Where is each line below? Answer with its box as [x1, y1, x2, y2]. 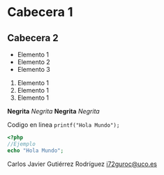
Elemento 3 [17, 66, 50, 73]
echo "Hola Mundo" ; [7, 147, 64, 154]
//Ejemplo [7, 140, 36, 147]
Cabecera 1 [7, 4, 73, 20]
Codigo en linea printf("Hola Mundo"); [7, 121, 120, 129]
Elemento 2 [17, 58, 50, 66]
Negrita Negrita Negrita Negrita [7, 107, 100, 115]
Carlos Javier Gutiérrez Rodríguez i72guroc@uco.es [7, 160, 157, 168]
